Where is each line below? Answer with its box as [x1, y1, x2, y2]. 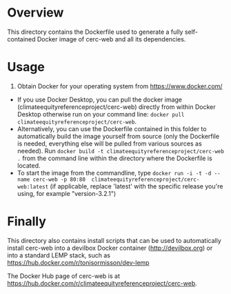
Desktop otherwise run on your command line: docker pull [17, 110, 185, 118]
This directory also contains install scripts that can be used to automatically [7, 236, 222, 244]
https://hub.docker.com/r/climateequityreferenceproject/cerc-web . [7, 279, 198, 287]
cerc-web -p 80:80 [32, 176, 86, 183]
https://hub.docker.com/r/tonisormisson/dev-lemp [7, 258, 150, 266]
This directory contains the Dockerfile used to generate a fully [7, 28, 183, 36]
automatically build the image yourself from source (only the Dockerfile [17, 132, 219, 140]
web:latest [17, 183, 49, 190]
